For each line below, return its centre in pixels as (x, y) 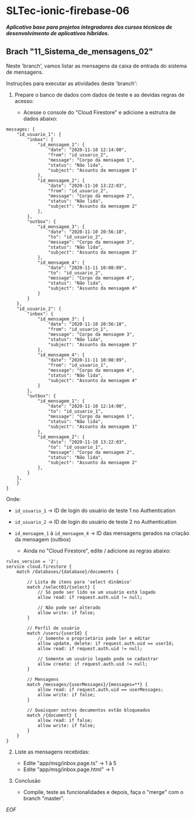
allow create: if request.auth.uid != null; (93, 664)
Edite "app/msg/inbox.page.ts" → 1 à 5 (70, 763)
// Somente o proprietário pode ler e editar (94, 638)
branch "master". (44, 798)
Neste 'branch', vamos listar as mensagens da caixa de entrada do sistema (97, 66)
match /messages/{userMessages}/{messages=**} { (88, 684)
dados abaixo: (40, 118)
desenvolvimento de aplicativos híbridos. (58, 33)
